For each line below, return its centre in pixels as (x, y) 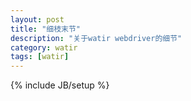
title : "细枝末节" (46, 29)
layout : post (37, 19)
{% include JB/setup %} (60, 85)
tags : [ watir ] (40, 57)
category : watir (44, 47)
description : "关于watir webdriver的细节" (96, 38)
